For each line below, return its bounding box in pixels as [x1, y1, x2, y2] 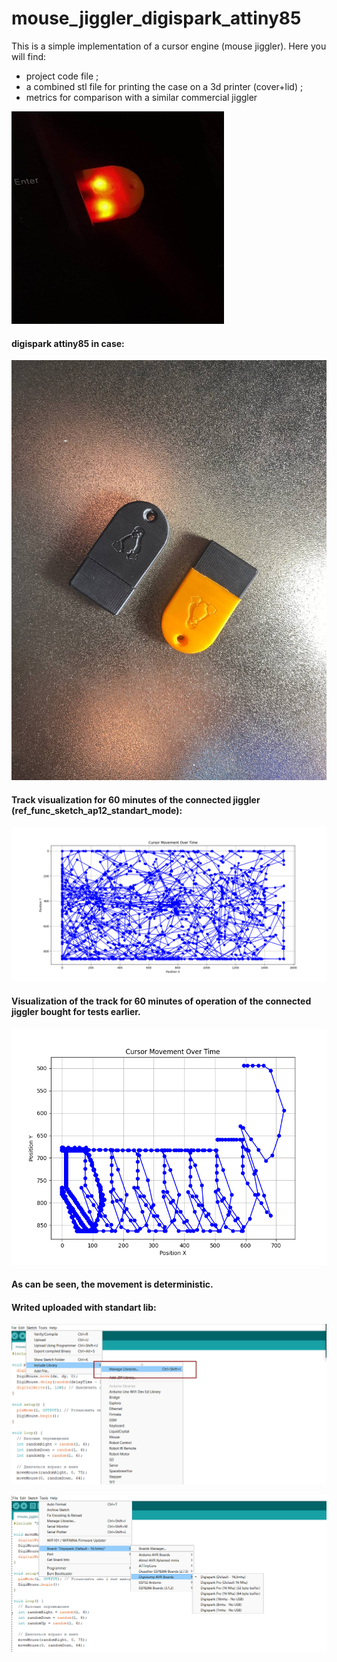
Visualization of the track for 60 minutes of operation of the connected [11, 995, 312, 1007]
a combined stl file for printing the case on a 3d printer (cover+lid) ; [25, 80, 304, 92]
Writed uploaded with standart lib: [11, 1301, 157, 1313]
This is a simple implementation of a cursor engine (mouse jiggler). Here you [11, 40, 327, 52]
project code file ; [25, 70, 99, 82]
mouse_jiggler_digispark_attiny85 [11, 7, 302, 30]
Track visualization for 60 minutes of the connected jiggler [11, 793, 261, 806]
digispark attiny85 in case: [11, 337, 125, 349]
